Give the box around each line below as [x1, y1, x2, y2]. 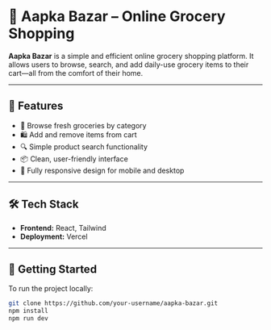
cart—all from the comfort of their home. [8, 68, 144, 77]
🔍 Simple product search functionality [19, 141, 148, 152]
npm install [8, 307, 48, 315]
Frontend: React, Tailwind [19, 223, 106, 232]
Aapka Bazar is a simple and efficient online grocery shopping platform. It [8, 51, 254, 61]
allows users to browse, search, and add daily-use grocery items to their [8, 60, 249, 69]
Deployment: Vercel [19, 232, 88, 241]
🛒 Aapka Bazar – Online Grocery [8, 7, 226, 26]
